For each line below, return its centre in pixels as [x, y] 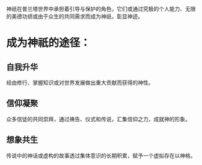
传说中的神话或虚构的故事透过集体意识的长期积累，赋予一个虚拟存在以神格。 [101, 155]
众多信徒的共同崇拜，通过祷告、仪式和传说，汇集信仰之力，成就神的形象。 [98, 119]
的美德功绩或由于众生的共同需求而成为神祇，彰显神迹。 [75, 16]
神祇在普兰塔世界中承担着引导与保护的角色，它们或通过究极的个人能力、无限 [101, 9]
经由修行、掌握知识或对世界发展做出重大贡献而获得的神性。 [80, 82]
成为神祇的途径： [49, 43]
